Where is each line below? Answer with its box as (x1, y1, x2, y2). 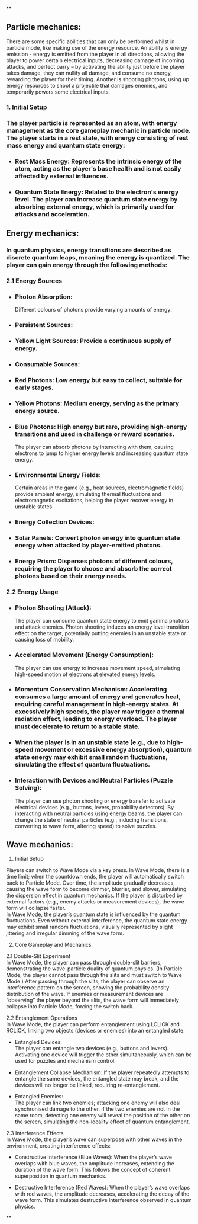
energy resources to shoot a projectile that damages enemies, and (6, 82, 168, 89)
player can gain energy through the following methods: (6, 261, 167, 269)
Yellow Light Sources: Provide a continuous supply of (14, 337, 171, 345)
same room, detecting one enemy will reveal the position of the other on (14, 1112, 190, 1119)
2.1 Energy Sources (6, 277, 63, 285)
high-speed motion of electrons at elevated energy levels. (14, 671, 156, 678)
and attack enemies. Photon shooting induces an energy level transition (14, 623, 189, 630)
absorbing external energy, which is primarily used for (14, 203, 174, 211)
